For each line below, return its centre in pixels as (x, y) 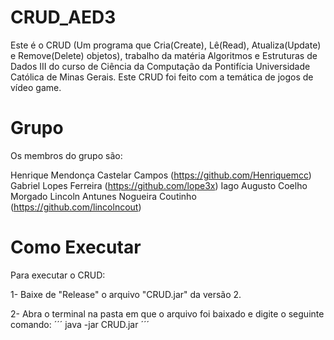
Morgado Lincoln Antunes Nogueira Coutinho (103, 196)
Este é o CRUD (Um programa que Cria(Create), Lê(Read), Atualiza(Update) (166, 45)
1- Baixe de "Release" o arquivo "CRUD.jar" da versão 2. (126, 294)
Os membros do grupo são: (66, 155)
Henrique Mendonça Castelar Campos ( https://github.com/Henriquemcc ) (161, 175)
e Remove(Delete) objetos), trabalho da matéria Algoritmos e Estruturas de (164, 55)
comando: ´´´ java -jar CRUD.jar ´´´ (80, 324)
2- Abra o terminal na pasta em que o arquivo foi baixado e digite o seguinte (167, 313)
